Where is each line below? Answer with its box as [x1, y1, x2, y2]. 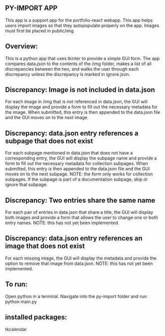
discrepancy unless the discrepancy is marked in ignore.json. [5, 71, 130, 77]
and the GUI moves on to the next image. [5, 114, 89, 121]
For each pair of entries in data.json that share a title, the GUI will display [5, 209, 154, 215]
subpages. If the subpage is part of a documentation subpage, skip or [5, 176, 148, 182]
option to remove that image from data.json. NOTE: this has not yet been [5, 260, 153, 266]
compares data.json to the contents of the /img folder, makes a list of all [5, 61, 152, 67]
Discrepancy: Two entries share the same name [5, 196, 156, 204]
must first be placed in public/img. [5, 27, 75, 34]
